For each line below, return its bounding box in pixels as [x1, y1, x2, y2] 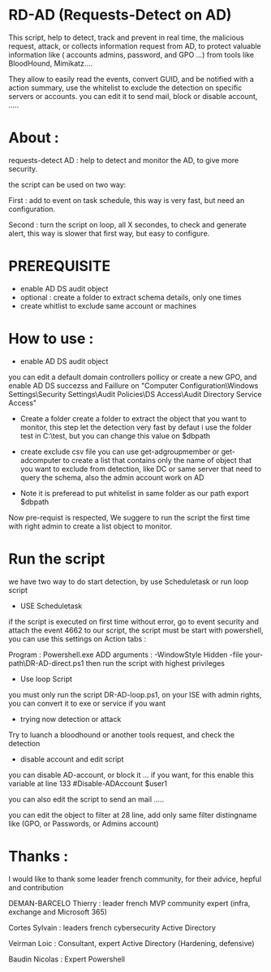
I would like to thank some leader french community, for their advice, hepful [8, 874, 262, 883]
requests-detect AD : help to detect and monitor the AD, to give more [8, 155, 239, 165]
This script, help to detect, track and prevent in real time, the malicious [8, 32, 245, 42]
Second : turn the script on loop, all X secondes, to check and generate [8, 219, 247, 229]
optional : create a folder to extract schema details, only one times [19, 292, 242, 302]
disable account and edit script [19, 754, 124, 764]
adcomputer [19, 455, 62, 464]
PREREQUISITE [8, 257, 111, 275]
